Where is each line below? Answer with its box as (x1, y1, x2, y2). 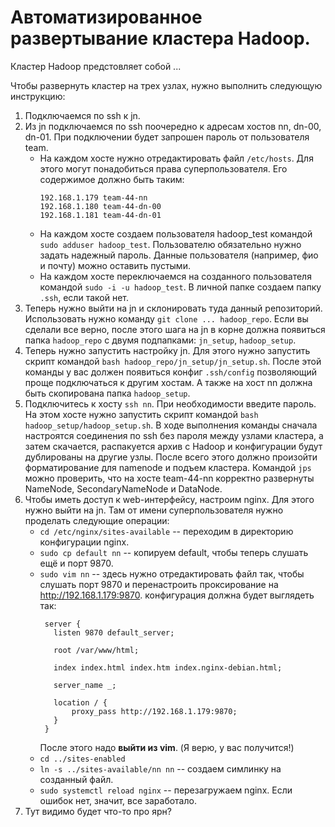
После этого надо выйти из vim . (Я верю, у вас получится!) (39, 741, 295, 753)
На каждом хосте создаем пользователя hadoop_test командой (39, 227, 313, 240)
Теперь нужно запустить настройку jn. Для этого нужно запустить (24, 344, 311, 356)
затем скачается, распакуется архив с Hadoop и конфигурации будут (24, 440, 323, 452)
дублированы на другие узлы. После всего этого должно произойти (24, 451, 318, 463)
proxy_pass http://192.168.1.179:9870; (71, 706, 238, 716)
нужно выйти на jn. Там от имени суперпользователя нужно (24, 504, 284, 516)
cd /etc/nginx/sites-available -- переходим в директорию (39, 525, 294, 537)
